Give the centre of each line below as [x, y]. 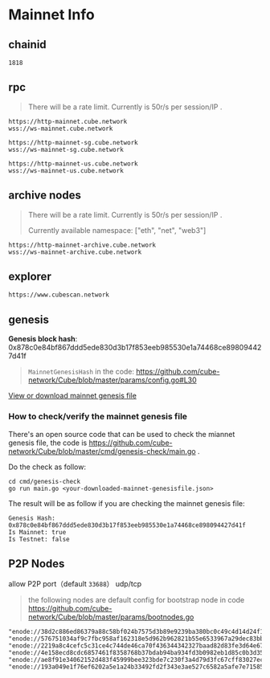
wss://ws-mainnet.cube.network [61, 129]
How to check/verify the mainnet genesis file [98, 417]
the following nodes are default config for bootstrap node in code [136, 600]
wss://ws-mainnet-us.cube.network [66, 170]
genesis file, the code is [48, 443]
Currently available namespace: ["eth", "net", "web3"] [117, 230]
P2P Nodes [37, 564]
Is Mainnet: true [37, 532]
